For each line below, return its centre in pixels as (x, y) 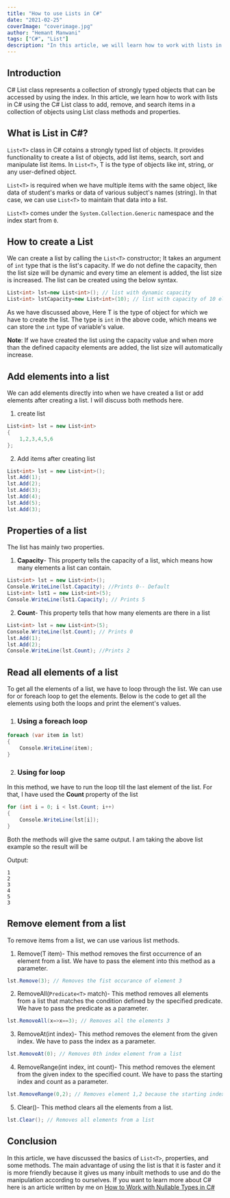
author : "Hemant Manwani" (44, 33)
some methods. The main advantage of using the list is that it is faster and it (114, 1165)
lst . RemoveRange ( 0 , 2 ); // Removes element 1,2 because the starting (107, 1094)
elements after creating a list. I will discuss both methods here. (95, 400)
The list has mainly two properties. (56, 547)
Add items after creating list (56, 458)
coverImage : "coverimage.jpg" (50, 26)
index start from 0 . (33, 220)
